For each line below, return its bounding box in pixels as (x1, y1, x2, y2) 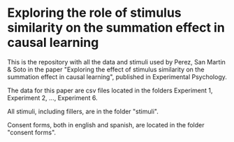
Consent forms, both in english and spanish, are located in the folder (7, 120, 205, 129)
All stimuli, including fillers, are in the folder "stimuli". (7, 107, 159, 115)
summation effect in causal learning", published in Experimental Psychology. (7, 72, 227, 81)
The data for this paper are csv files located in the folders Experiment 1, (7, 86, 213, 94)
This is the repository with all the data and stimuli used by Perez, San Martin (7, 57, 226, 66)
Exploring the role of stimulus (7, 5, 182, 21)
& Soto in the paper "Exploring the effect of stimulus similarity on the (7, 65, 205, 73)
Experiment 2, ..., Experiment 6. (7, 93, 98, 102)
